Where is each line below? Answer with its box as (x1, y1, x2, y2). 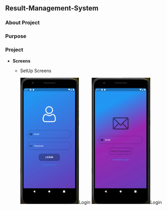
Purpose (5, 33, 27, 40)
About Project (5, 19, 40, 26)
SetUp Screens (20, 68, 52, 74)
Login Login (78, 199, 162, 205)
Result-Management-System (5, 4, 99, 13)
